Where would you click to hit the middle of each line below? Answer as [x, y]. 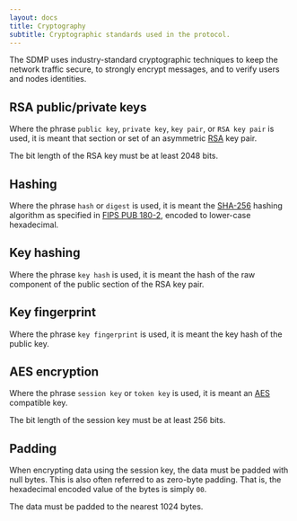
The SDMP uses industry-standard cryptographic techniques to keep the [144, 60]
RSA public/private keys [78, 107]
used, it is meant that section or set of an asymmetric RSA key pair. [133, 138]
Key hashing [45, 253]
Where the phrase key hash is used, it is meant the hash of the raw [132, 274]
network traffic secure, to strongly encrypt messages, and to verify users [144, 69]
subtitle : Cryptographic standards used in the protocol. [120, 34]
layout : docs [34, 18]
